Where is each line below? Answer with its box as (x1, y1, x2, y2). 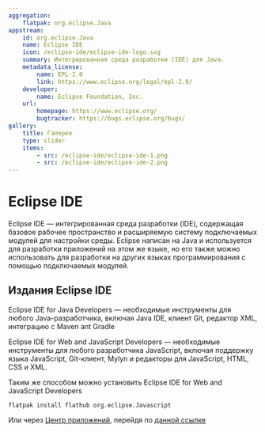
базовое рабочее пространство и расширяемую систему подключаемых (8, 227, 257, 237)
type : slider (22, 136, 66, 145)
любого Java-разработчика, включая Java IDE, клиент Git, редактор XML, (8, 313, 258, 323)
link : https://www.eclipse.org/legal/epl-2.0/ (36, 78, 193, 85)
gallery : (8, 122, 37, 130)
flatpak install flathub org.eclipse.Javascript (8, 401, 172, 409)
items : (22, 144, 44, 152)
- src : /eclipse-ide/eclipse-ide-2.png (36, 159, 168, 167)
